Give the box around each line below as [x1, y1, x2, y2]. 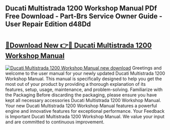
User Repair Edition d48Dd [5, 20, 91, 28]
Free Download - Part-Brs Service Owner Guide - [5, 12, 162, 21]
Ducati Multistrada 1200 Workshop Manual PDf [5, 4, 157, 13]
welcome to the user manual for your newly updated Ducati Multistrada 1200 [5, 71, 165, 76]
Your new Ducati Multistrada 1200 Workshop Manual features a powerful [5, 103, 157, 109]
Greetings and [131, 65, 162, 71]
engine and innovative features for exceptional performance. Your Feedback [5, 108, 165, 114]
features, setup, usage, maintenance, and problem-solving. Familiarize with [5, 86, 163, 92]
